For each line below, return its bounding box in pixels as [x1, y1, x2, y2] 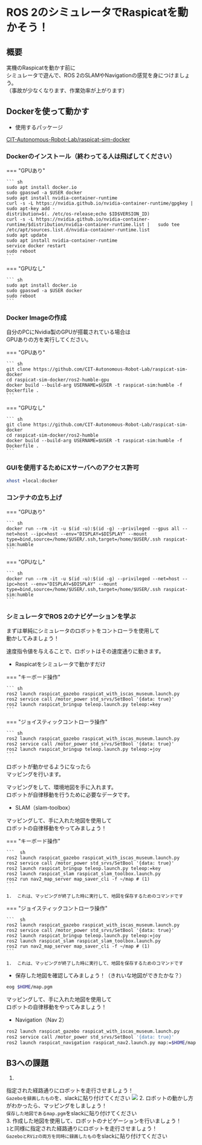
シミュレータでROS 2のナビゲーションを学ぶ [6, 612, 136, 620]
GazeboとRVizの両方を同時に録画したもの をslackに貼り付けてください [6, 1132, 168, 1140]
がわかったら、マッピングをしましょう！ [6, 1102, 107, 1109]
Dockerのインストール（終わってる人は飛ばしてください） [6, 152, 176, 160]
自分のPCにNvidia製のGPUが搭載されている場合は [6, 329, 131, 336]
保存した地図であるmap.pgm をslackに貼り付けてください [6, 1110, 137, 1117]
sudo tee [157, 222, 180, 228]
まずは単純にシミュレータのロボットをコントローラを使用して [6, 627, 160, 635]
